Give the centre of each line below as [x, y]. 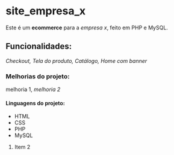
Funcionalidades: [39, 46]
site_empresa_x [46, 11]
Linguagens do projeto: [36, 103]
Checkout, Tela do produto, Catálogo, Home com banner [76, 60]
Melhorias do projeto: [38, 76]
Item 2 [22, 147]
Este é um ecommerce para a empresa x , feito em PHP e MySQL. [87, 28]
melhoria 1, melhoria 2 [33, 89]
